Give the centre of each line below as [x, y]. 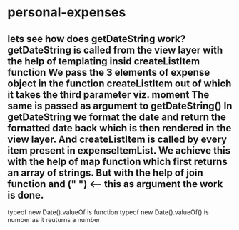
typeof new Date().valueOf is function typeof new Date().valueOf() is [108, 212]
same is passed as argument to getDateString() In [120, 105]
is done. [26, 195]
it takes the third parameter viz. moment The [108, 95]
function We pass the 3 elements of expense [109, 72]
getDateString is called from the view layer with [115, 50]
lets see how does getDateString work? [97, 39]
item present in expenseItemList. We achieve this [119, 150]
